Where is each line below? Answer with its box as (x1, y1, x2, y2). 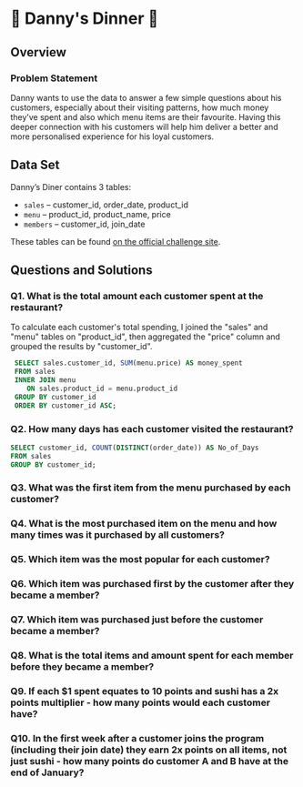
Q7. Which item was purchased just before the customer (10, 613, 264, 626)
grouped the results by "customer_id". (10, 341, 153, 352)
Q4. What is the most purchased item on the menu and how (10, 518, 278, 530)
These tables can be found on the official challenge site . (10, 236, 221, 247)
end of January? (10, 766, 85, 779)
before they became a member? (10, 661, 155, 673)
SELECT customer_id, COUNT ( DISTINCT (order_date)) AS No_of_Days (10, 443, 259, 452)
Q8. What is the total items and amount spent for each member (10, 650, 294, 662)
